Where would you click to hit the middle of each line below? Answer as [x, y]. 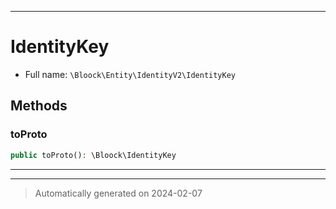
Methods [39, 106]
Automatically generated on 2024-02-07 [118, 193]
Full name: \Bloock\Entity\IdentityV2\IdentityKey [130, 74]
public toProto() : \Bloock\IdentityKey [93, 155]
